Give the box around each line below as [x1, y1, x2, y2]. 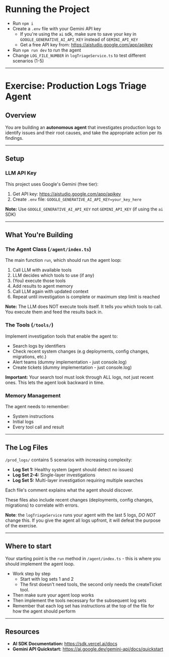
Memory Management [5, 392, 61, 399]
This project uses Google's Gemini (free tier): [5, 181, 99, 187]
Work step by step [12, 570, 51, 576]
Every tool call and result [12, 424, 64, 430]
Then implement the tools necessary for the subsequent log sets [12, 597, 147, 604]
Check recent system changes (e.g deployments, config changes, [12, 348, 149, 354]
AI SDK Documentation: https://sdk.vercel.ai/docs [12, 641, 118, 647]
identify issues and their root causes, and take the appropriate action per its [5, 130, 162, 136]
